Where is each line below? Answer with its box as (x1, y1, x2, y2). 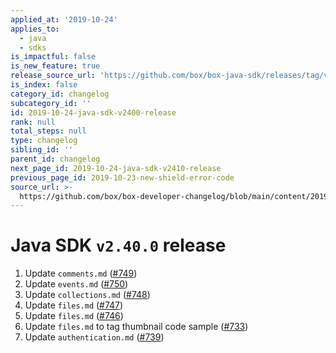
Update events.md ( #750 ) (24, 278, 129, 290)
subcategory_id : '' (10, 98, 92, 108)
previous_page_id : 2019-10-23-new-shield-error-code (10, 172, 235, 183)
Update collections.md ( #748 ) (24, 289, 151, 301)
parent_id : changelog (10, 154, 101, 164)
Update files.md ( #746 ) (24, 310, 124, 322)
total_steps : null (10, 126, 87, 136)
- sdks (19, 42, 47, 53)
